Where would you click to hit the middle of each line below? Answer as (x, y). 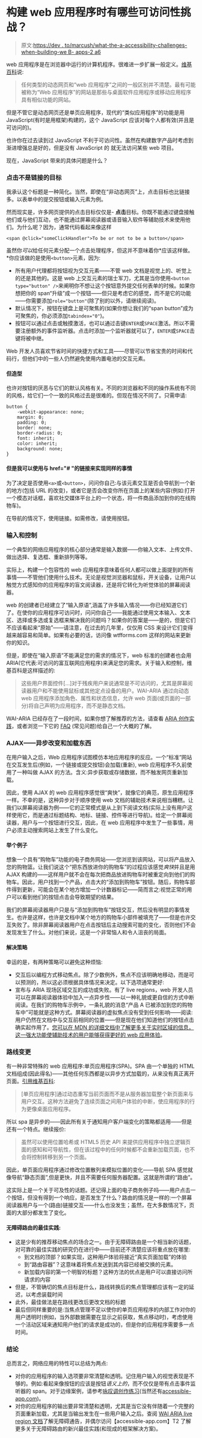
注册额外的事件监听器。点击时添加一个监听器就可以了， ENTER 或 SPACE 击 (108, 331)
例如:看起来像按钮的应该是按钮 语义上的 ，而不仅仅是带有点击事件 (111, 1384)
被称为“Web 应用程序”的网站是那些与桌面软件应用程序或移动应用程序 (106, 92)
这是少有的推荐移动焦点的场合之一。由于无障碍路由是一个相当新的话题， (104, 1242)
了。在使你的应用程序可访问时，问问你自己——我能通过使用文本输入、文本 (98, 612)
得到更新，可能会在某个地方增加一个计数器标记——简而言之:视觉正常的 (99, 890)
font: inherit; (36, 439)
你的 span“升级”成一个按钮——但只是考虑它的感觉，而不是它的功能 (108, 293)
